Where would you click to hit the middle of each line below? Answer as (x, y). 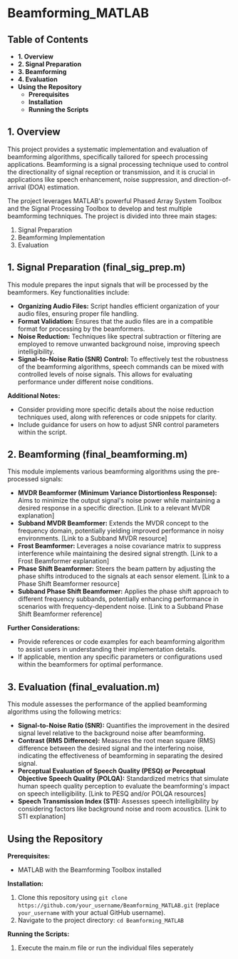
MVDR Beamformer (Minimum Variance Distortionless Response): (117, 493)
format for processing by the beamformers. (81, 329)
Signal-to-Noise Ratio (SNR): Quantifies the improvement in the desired (124, 726)
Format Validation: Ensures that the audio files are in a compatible (115, 321)
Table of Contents (48, 40)
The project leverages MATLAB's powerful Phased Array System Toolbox (115, 200)
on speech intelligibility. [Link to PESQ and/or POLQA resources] (112, 794)
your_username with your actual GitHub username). (92, 913)
